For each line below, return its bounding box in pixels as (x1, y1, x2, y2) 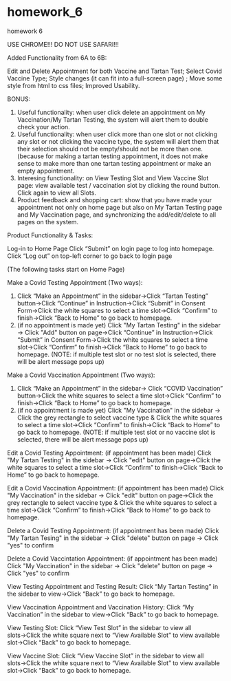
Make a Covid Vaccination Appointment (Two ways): (7, 371, 155, 379)
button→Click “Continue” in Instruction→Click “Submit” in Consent (16, 299, 206, 307)
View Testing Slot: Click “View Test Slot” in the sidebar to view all (7, 623, 192, 631)
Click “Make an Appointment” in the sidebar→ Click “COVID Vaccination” (16, 384, 223, 392)
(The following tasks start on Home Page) (7, 265, 125, 273)
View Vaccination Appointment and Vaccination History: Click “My (7, 603, 195, 611)
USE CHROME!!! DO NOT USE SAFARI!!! (7, 40, 119, 48)
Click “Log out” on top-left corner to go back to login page (7, 252, 173, 260)
